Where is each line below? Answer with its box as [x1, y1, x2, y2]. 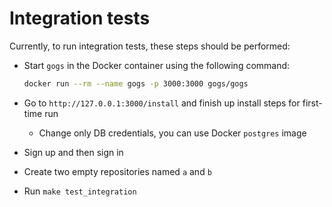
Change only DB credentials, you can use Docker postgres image [38, 127, 307, 139]
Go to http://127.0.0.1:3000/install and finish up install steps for [23, 97, 301, 109]
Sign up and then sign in [23, 146, 124, 158]
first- [302, 97, 323, 109]
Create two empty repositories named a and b [23, 165, 212, 177]
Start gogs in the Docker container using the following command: [23, 59, 291, 71]
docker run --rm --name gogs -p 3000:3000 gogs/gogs [23, 78, 249, 89]
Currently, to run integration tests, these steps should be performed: [9, 40, 291, 52]
